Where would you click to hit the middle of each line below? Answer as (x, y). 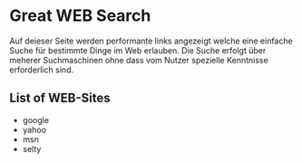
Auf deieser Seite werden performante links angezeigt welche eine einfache (151, 41)
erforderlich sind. (42, 70)
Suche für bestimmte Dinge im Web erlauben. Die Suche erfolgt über (138, 50)
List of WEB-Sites (60, 98)
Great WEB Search (80, 16)
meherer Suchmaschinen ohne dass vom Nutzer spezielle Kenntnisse (139, 60)
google (36, 120)
